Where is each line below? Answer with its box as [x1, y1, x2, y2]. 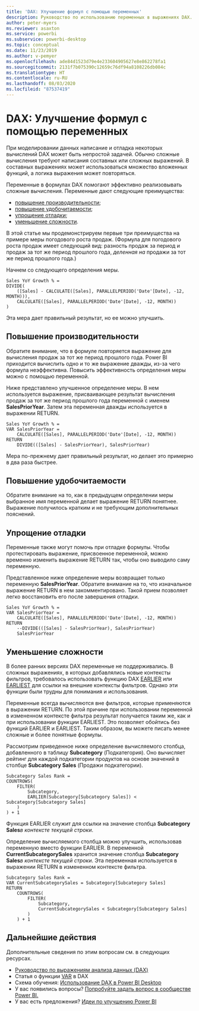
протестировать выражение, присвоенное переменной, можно [6, 550, 168, 557]
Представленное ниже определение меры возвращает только [6, 574, 165, 581]
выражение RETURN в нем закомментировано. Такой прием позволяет [6, 587, 188, 594]
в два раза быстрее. [6, 458, 58, 466]
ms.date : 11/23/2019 [6, 48, 58, 54]
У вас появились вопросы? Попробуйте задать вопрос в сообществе [14, 985, 191, 992]
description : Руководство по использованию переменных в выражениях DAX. [6, 14, 193, 20]
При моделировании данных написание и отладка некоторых [6, 144, 163, 151]
